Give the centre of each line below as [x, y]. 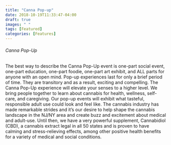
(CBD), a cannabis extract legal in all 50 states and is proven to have [77, 126]
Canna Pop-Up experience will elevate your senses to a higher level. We [81, 88]
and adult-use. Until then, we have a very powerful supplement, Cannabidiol [85, 120]
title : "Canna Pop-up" [29, 10]
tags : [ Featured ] [24, 29]
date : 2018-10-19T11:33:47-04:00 [41, 15]
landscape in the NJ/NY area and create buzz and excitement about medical [86, 115]
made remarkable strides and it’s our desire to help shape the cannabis [80, 110]
